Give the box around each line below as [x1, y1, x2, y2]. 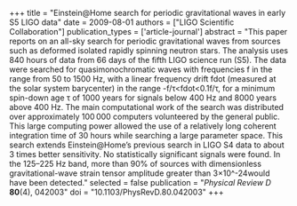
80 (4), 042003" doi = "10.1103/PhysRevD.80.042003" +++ [9, 186, 224, 197]
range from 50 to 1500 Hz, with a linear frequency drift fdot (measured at [9, 74, 277, 83]
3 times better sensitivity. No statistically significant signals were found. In [9, 149, 281, 159]
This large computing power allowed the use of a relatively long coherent [9, 121, 277, 131]
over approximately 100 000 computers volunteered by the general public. [9, 111, 280, 122]
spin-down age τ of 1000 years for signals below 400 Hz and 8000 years [9, 92, 277, 103]
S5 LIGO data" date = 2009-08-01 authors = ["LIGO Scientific [9, 17, 235, 28]
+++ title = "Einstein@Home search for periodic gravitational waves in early [9, 8, 286, 18]
